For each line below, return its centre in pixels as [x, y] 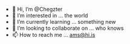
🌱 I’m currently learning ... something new [64, 22]
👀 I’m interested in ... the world [50, 15]
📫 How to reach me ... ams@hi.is [54, 35]
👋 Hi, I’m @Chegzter [37, 9]
